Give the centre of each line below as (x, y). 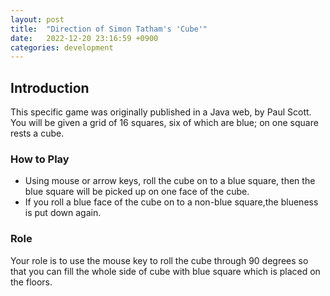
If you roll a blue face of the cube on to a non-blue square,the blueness (171, 202)
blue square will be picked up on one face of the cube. (137, 192)
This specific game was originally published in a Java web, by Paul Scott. (161, 112)
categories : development (62, 47)
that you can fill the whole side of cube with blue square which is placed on (165, 271)
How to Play (40, 159)
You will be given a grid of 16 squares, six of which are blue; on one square (164, 123)
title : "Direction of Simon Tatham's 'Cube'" (109, 29)
